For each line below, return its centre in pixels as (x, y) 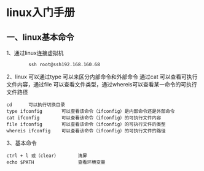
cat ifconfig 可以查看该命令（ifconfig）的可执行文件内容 (84, 118)
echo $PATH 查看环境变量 (56, 162)
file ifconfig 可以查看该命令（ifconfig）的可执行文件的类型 (86, 124)
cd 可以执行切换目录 (36, 105)
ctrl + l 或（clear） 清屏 (47, 156)
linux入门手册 (41, 13)
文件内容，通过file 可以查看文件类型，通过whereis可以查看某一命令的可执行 (102, 84)
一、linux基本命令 (40, 37)
